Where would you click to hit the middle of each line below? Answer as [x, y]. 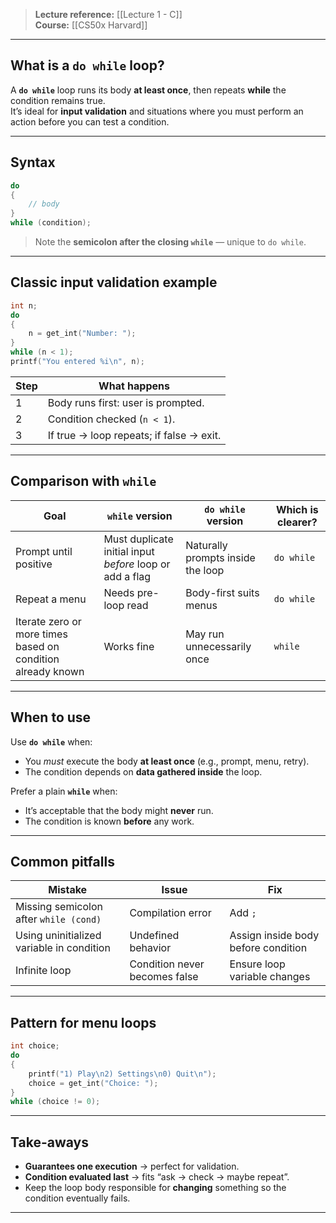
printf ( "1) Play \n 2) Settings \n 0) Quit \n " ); [122, 1074]
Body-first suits [222, 592]
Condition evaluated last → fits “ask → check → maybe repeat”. [157, 1177]
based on [37, 646]
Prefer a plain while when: [64, 791]
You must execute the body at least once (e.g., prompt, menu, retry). [167, 761]
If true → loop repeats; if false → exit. [134, 435]
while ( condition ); [51, 223]
